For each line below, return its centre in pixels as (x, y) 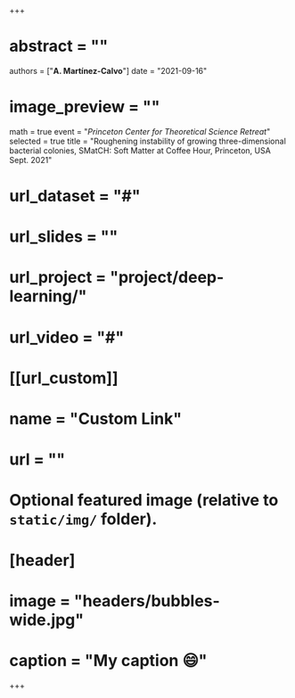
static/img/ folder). (83, 519)
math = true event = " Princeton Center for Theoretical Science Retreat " (140, 131)
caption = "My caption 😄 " (108, 660)
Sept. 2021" (31, 160)
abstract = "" (59, 46)
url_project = (58, 278)
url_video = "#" (67, 337)
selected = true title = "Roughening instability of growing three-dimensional (148, 141)
